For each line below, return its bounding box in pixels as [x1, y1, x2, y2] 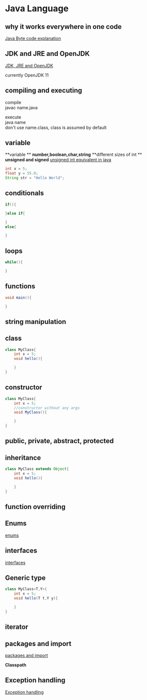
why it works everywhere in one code [5, 23, 122, 31]
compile [5, 99, 22, 105]
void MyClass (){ [14, 410, 48, 415]
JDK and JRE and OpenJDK [5, 50, 90, 58]
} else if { [5, 211, 25, 216]
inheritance [5, 453, 41, 462]
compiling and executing [5, 86, 82, 95]
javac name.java [5, 104, 38, 110]
